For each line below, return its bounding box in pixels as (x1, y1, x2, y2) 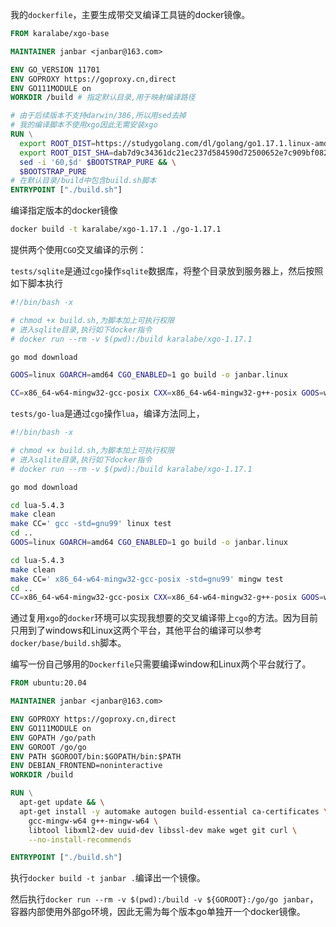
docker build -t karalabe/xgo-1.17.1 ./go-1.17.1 (10, 224, 222, 235)
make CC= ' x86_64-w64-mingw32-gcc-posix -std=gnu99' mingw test (10, 574, 284, 584)
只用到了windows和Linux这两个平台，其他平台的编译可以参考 (10, 624, 263, 637)
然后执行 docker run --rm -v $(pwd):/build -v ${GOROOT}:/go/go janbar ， (10, 893, 319, 905)
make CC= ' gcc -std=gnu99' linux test (10, 519, 172, 529)
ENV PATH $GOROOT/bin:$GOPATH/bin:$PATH (10, 751, 182, 762)
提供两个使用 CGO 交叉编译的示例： (10, 244, 147, 255)
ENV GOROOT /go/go (10, 742, 87, 752)
